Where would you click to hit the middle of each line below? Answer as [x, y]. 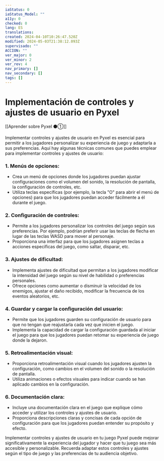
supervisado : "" [22, 46]
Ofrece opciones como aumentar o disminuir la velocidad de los [77, 286]
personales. [24, 280]
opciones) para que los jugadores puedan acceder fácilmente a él [79, 197]
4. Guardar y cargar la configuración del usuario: [64, 309]
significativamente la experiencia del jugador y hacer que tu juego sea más [81, 443]
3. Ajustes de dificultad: [34, 259]
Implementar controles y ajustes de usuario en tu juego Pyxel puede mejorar [82, 438]
